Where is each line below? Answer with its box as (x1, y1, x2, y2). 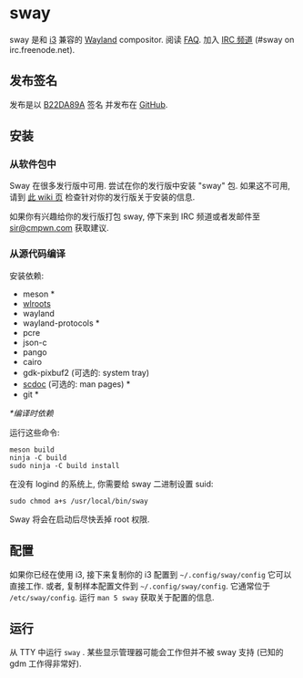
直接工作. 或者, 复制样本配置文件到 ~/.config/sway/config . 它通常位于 (9, 580, 271, 591)
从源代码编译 (9, 247, 66, 260)
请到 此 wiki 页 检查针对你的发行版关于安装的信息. (9, 192, 196, 203)
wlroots (22, 297, 52, 308)
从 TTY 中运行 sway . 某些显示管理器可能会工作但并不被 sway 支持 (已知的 (9, 647, 284, 658)
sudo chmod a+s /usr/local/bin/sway (9, 496, 148, 506)
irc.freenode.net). (9, 44, 76, 55)
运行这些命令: (9, 427, 61, 438)
